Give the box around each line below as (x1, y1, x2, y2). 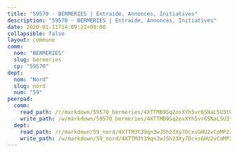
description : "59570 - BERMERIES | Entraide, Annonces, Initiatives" (7, 17, 217, 24)
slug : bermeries (13, 56, 62, 63)
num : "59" (13, 89, 42, 96)
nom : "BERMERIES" (13, 50, 65, 57)
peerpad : (7, 96, 33, 103)
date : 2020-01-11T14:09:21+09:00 (7, 23, 106, 30)
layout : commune (7, 37, 55, 44)
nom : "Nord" (13, 75, 50, 83)
